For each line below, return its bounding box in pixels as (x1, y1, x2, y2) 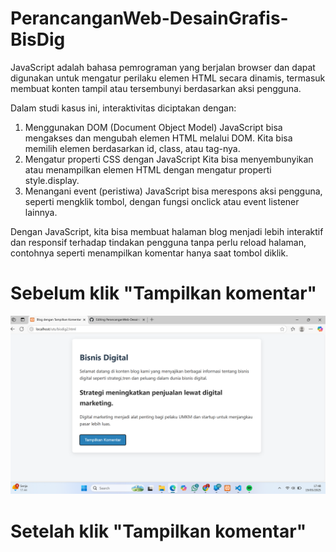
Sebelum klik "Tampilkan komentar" (10, 282, 318, 305)
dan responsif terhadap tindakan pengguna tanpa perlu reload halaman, (10, 236, 307, 248)
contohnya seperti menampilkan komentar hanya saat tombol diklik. (10, 247, 289, 259)
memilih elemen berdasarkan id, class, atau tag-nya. (24, 142, 241, 154)
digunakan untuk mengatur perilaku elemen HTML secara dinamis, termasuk (10, 72, 326, 84)
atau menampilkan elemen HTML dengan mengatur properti (24, 163, 272, 176)
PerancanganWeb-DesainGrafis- (10, 7, 289, 30)
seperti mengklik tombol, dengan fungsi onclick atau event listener (24, 195, 300, 207)
